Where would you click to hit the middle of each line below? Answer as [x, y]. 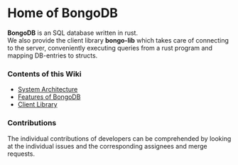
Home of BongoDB [63, 13]
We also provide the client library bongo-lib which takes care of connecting [118, 40]
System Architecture [48, 90]
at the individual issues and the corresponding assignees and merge [107, 146]
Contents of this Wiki [44, 74]
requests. [21, 154]
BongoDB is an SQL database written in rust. [73, 33]
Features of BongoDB [49, 97]
